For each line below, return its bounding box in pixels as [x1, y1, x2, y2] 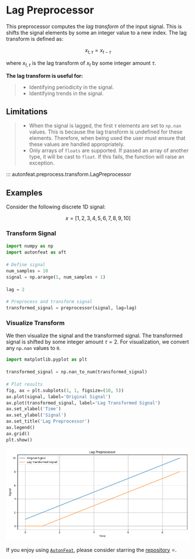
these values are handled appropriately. [29, 141, 124, 148]
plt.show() [6, 437, 33, 443]
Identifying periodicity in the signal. [29, 83, 114, 91]
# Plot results [6, 381, 43, 387]
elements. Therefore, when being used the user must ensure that [29, 135, 186, 142]
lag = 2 [6, 286, 25, 293]
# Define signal [6, 262, 46, 268]
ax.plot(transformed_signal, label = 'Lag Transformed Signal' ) [6, 400, 161, 406]
